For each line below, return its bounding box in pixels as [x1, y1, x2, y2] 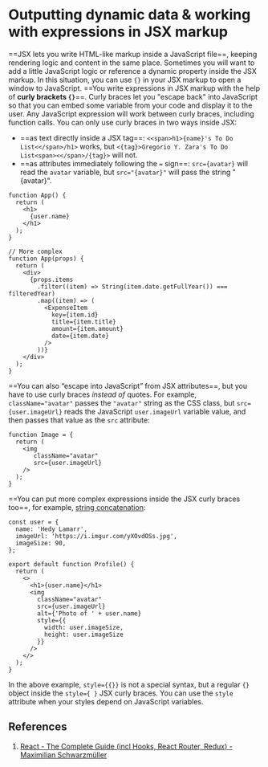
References [8, 720, 67, 734]
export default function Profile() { [8, 560, 135, 568]
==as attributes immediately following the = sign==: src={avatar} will [19, 158, 249, 168]
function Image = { [8, 430, 74, 439]
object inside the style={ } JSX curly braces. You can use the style [8, 688, 233, 698]
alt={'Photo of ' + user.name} [37, 609, 142, 618]
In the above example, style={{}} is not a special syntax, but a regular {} [8, 679, 250, 689]
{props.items [29, 275, 74, 284]
